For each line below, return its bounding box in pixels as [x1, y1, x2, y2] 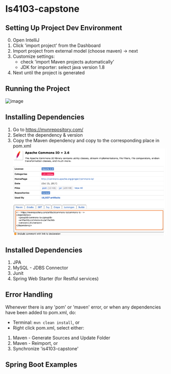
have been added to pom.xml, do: [5, 309, 76, 315]
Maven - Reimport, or [12, 340, 58, 346]
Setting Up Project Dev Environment [5, 24, 122, 32]
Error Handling [5, 290, 53, 299]
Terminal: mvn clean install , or [12, 319, 80, 325]
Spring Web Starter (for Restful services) [12, 275, 99, 281]
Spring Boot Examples [5, 360, 78, 369]
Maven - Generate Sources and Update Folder [12, 335, 111, 341]
